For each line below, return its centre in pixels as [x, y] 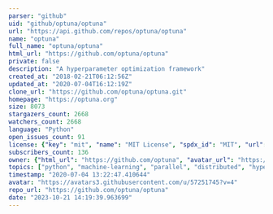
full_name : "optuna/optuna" [56, 46]
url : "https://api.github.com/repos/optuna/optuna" [97, 31]
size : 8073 [27, 107]
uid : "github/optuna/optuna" [58, 24]
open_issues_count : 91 [47, 137]
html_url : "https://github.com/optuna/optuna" [89, 54]
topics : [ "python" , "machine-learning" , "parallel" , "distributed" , [127, 168]
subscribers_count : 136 [49, 152]
